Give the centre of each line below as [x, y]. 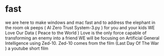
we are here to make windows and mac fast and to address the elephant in [80, 22]
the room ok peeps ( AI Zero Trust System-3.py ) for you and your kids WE [80, 27]
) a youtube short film [27, 48]
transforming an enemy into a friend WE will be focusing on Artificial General [82, 38]
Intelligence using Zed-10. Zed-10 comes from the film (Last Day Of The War [82, 43]
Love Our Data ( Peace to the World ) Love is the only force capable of [76, 33]
